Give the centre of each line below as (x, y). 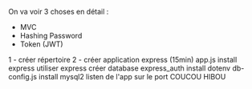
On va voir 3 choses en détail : (59, 12)
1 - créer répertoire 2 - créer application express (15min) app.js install (123, 60)
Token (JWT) (41, 44)
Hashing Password (51, 36)
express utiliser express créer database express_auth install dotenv (120, 68)
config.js (23, 77)
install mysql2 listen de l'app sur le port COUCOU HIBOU (132, 77)
